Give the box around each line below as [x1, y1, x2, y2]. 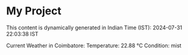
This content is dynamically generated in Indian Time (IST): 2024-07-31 [6, 24, 183, 31]
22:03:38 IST [6, 30, 39, 37]
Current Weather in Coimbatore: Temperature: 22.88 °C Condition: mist [6, 42, 181, 49]
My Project [6, 4, 62, 18]
